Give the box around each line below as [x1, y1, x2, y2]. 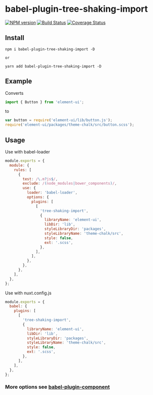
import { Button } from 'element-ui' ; [5, 99, 84, 105]
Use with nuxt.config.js [5, 290, 52, 296]
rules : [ [14, 167, 32, 172]
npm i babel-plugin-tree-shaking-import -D [5, 46, 95, 52]
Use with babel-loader [5, 149, 50, 154]
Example [5, 77, 32, 86]
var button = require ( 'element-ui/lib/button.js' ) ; [5, 118, 112, 123]
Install [5, 34, 24, 42]
